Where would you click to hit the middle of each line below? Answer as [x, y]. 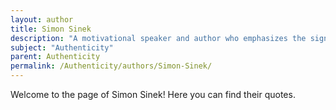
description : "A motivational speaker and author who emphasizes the [158, 38]
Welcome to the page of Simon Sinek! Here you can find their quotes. [153, 94]
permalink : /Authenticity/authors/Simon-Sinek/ [111, 66]
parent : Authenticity [55, 57]
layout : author [42, 19]
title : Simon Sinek [51, 29]
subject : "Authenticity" [62, 47]
